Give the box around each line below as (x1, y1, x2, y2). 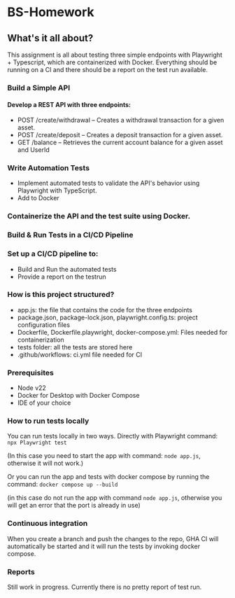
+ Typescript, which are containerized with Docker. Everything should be (7, 58, 218, 67)
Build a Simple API (7, 83, 71, 92)
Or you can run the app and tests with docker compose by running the (7, 473, 210, 481)
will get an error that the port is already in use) (7, 501, 141, 510)
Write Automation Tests (7, 163, 90, 173)
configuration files (17, 320, 71, 329)
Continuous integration (7, 519, 88, 529)
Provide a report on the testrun (17, 272, 106, 281)
